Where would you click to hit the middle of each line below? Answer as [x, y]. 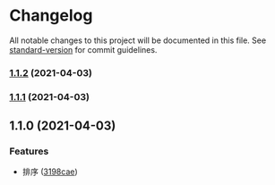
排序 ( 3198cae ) [50, 172]
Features [29, 151]
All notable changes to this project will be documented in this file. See [138, 40]
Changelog [51, 16]
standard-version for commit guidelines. [83, 49]
